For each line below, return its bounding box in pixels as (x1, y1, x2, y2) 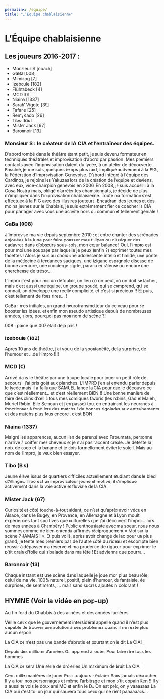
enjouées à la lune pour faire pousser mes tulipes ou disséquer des (5, 237, 141, 243)
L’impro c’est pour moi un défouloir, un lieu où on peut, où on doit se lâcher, (5, 278, 157, 284)
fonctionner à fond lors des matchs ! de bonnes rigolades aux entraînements (5, 406, 160, 411)
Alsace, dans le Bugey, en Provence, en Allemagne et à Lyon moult (5, 512, 140, 518)
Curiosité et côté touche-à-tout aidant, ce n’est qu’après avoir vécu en (5, 507, 147, 513)
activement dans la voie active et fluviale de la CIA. (5, 483, 108, 490)
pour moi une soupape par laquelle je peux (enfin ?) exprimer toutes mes (5, 247, 152, 253)
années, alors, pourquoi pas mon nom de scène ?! (5, 313, 106, 319)
